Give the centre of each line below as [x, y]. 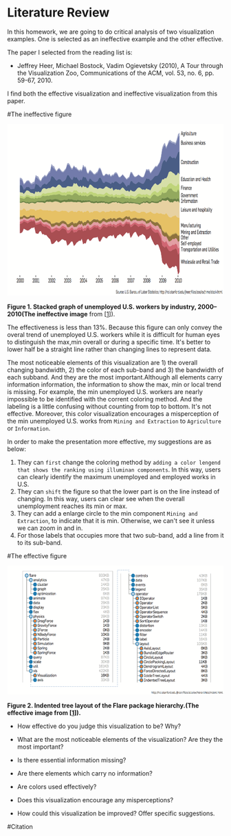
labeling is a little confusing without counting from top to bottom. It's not [109, 406]
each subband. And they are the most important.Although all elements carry [115, 377]
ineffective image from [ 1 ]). [76, 313]
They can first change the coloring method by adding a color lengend [119, 462]
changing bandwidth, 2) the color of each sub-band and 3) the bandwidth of [115, 370]
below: [16, 449]
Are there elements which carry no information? [85, 773]
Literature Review [58, 13]
